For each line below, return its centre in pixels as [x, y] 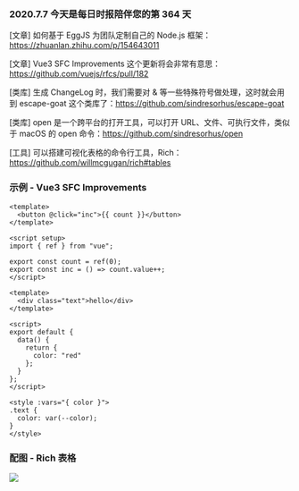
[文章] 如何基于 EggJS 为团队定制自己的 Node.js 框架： [110, 35]
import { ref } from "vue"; [62, 246]
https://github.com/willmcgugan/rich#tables [90, 163]
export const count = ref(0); [66, 261]
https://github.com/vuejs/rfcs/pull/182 [79, 74]
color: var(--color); [58, 418]
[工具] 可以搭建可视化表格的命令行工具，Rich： [96, 153]
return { [42, 347]
